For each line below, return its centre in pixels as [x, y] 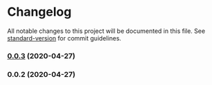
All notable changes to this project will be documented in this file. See [106, 31]
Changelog [39, 12]
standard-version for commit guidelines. [64, 38]
